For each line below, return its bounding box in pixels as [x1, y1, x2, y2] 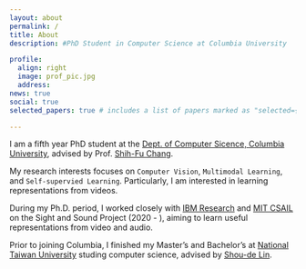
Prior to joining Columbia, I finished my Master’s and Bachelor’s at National [9, 240, 290, 251]
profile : [9, 55, 43, 65]
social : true [9, 97, 59, 106]
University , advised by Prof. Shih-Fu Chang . [9, 148, 174, 159]
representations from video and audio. [9, 222, 153, 233]
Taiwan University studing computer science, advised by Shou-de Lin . [9, 249, 273, 260]
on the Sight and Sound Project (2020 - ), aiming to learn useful [9, 213, 249, 224]
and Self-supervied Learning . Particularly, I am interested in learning [9, 175, 269, 186]
